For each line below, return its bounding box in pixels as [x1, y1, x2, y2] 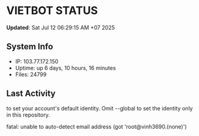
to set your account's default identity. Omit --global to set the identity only [6, 104, 194, 112]
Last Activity [6, 88, 56, 99]
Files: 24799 [15, 71, 47, 78]
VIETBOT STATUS [6, 4, 98, 18]
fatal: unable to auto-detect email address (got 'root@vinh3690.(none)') [6, 123, 187, 130]
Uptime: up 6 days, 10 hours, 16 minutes [15, 64, 116, 71]
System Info [6, 41, 54, 52]
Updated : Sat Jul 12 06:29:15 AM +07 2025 [6, 24, 115, 31]
